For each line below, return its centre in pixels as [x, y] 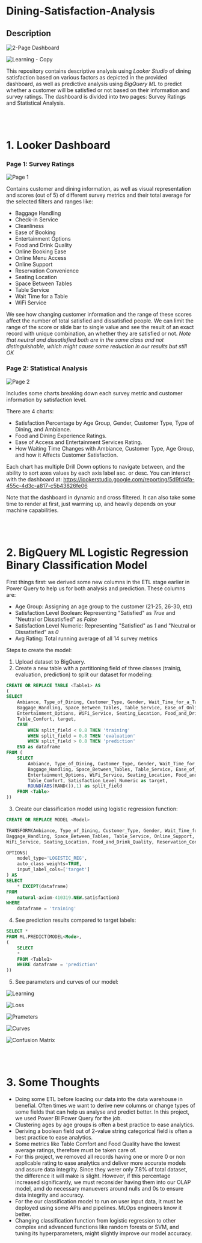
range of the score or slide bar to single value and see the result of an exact [100, 327]
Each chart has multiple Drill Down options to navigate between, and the [96, 466]
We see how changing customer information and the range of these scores [99, 315]
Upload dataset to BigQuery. [50, 662]
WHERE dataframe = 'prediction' [57, 965]
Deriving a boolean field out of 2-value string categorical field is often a [103, 1131]
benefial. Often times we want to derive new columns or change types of [105, 1106]
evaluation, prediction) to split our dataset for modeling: [84, 674]
